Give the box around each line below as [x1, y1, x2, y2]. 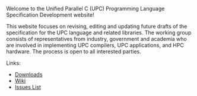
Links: [6, 59, 21, 66]
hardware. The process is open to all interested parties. [6, 48, 141, 55]
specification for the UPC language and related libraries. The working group [6, 29, 192, 36]
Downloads [14, 71, 43, 78]
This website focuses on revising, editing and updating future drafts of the [6, 23, 188, 30]
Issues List [14, 84, 42, 91]
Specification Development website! [6, 11, 94, 18]
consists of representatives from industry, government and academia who [6, 36, 187, 42]
